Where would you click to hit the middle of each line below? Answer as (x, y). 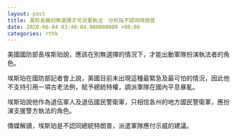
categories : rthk (33, 33)
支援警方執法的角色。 (44, 111)
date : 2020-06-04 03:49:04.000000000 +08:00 (74, 27)
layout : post (26, 14)
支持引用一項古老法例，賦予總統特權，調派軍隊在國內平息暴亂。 (106, 87)
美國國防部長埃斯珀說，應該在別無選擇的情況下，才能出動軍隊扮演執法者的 (115, 54)
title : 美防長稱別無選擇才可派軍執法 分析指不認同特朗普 (81, 20)
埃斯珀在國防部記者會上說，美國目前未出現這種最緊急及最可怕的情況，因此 (115, 78)
